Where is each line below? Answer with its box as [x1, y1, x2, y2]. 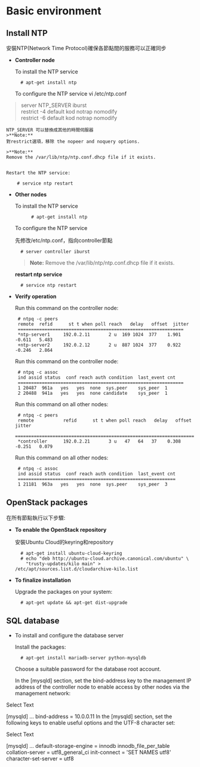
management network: [14, 689, 71, 697]
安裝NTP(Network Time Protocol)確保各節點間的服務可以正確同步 [6, 45, 167, 51]
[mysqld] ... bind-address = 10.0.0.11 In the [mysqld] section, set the [6, 713, 173, 720]
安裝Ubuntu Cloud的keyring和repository [14, 538, 113, 545]
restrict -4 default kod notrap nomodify [20, 108, 118, 115]
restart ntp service [14, 271, 63, 278]
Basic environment [6, 4, 101, 18]
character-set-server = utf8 [6, 754, 74, 762]
